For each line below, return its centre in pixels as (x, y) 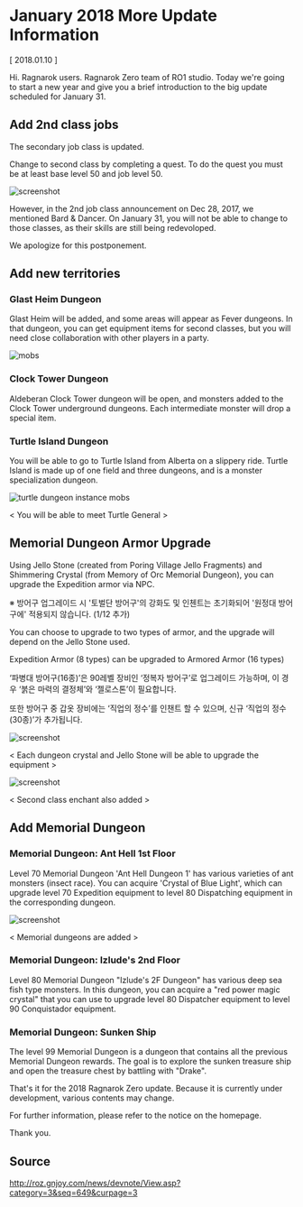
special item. (33, 418)
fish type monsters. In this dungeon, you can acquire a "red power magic (145, 990)
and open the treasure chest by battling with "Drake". (108, 1071)
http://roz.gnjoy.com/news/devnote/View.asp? (95, 1183)
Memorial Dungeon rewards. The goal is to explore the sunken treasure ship (150, 1062)
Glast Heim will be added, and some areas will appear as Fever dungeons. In (151, 319)
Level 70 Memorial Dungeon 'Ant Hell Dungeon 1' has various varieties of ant (151, 873)
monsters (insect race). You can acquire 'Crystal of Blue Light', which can (146, 883)
